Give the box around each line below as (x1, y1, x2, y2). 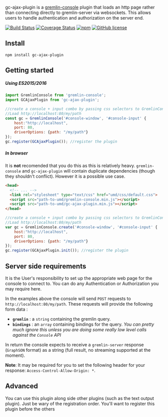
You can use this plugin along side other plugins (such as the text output (5, 395, 154, 401)
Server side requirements (5, 262, 86, 270)
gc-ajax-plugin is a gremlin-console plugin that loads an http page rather (5, 5, 155, 10)
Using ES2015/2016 (5, 80, 47, 86)
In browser (5, 150, 28, 156)
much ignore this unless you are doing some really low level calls (12, 326, 146, 333)
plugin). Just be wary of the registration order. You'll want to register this (5, 400, 155, 406)
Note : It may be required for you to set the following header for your (5, 362, 145, 368)
